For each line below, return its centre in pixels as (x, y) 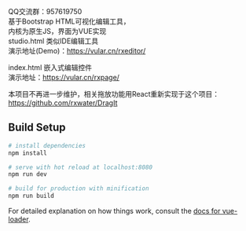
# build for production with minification (79, 189)
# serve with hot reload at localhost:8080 (81, 167)
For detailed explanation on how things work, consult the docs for (114, 211)
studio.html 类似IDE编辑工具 (53, 41)
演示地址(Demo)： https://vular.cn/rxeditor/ (77, 51)
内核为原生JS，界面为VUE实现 (57, 31)
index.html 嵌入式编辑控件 (50, 68)
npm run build (31, 196)
